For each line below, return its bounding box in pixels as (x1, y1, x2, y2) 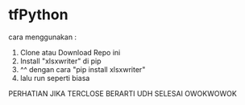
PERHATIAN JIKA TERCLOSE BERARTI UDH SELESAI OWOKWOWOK (8, 88, 238, 98)
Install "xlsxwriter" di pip (19, 56, 102, 66)
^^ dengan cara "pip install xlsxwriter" (19, 64, 146, 74)
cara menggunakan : (8, 32, 77, 42)
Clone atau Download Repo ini (19, 47, 121, 57)
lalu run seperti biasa (19, 73, 90, 83)
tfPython (8, 6, 69, 24)
